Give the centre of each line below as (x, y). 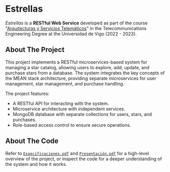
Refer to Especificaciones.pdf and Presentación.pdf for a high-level (77, 153)
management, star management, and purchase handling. (65, 83)
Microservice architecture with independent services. (69, 109)
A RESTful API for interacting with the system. (61, 103)
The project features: (27, 93)
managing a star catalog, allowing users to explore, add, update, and (77, 67)
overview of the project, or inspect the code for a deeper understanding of (84, 159)
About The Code (32, 141)
